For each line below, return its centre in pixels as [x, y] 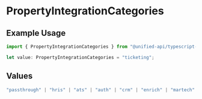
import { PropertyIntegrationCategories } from [67, 47]
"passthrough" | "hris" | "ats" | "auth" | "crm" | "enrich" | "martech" [101, 90]
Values [20, 76]
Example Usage [36, 33]
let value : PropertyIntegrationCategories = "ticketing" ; [80, 57]
